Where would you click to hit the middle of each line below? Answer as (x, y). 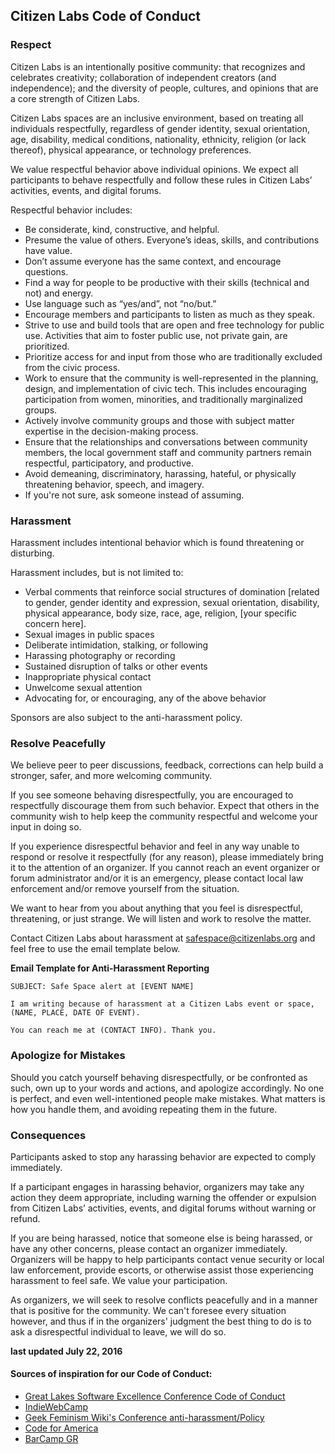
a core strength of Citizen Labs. (75, 98)
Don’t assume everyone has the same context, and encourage (153, 261)
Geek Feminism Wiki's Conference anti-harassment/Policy (144, 1418)
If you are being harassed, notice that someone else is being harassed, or (161, 1238)
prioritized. (47, 346)
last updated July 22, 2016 (66, 1351)
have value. (48, 250)
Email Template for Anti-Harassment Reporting (110, 968)
